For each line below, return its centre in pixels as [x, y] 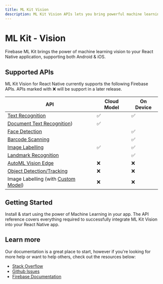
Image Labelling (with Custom [41, 179]
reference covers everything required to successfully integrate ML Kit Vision [81, 219]
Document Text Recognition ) [40, 124]
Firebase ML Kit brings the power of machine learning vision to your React [79, 52]
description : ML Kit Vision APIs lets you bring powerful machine [73, 14]
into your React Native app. [32, 225]
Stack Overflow [28, 266]
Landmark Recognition [33, 155]
